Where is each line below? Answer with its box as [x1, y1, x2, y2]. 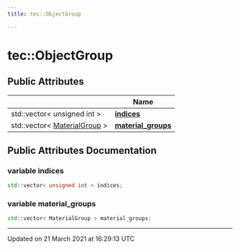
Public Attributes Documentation [7, 145, 157, 157]
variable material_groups [7, 199, 96, 209]
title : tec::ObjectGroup [7, 10, 81, 18]
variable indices [7, 165, 64, 175]
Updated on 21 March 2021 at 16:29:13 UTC [7, 234, 135, 243]
